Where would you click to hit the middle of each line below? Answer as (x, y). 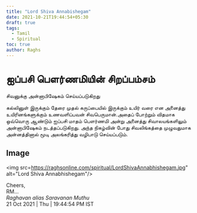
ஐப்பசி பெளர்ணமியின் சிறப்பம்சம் (81, 79)
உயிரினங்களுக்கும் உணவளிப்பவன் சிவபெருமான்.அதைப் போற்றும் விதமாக (91, 114)
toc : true (18, 45)
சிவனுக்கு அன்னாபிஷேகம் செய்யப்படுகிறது (53, 96)
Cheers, (16, 185)
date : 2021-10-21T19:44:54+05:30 (47, 17)
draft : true (21, 22)
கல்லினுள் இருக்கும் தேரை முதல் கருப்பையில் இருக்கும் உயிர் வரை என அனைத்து (96, 107)
